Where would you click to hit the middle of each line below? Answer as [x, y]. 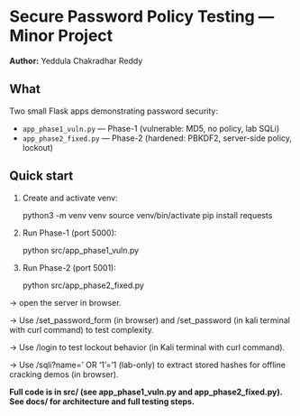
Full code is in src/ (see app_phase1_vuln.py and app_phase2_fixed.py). [146, 392]
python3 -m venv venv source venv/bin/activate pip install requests [147, 215]
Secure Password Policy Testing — [142, 17]
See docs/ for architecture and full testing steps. [102, 401]
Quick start [41, 176]
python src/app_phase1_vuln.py [81, 250]
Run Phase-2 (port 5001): [69, 267]
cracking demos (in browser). [64, 374]
